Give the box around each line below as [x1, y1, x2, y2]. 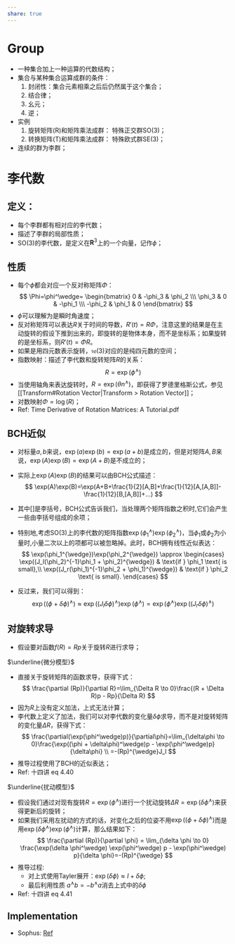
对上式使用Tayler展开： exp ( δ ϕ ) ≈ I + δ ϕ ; [27, 871, 146, 880]
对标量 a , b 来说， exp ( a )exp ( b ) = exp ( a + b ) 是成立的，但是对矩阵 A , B [17, 447, 216, 456]
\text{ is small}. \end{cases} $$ [78, 572, 168, 581]
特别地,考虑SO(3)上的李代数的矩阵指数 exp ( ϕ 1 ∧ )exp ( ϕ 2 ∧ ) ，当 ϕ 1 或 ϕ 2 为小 [17, 527, 227, 539]
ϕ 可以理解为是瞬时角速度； [17, 311, 96, 320]
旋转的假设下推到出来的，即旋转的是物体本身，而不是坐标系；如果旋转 [23, 329, 227, 337]
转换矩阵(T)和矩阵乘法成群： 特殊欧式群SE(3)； [27, 135, 166, 143]
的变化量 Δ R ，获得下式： [17, 720, 88, 729]
